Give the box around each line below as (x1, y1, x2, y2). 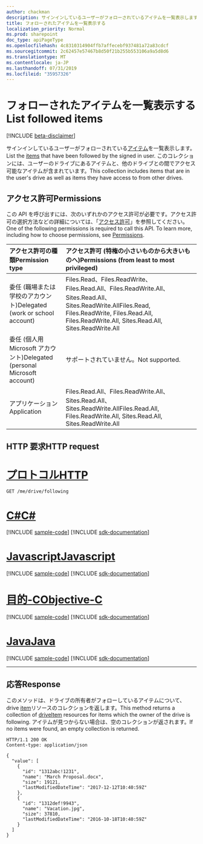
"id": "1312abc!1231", (22, 768, 80, 774)
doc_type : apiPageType (6, 37, 63, 43)
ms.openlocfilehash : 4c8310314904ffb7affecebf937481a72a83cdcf (6, 43, 169, 49)
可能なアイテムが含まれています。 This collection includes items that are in (6, 167, 190, 174)
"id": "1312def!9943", (22, 800, 80, 806)
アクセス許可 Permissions (6, 193, 101, 204)
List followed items (6, 112, 103, 126)
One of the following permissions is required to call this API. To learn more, (6, 225, 193, 232)
